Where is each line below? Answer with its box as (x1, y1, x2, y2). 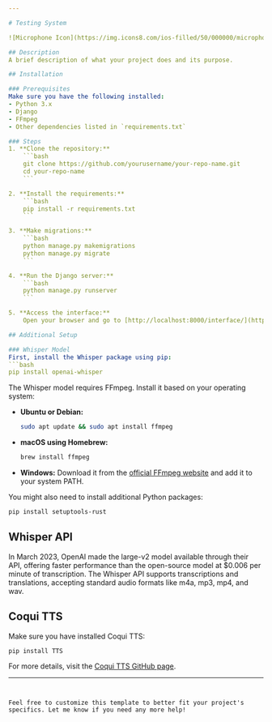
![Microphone (8, 33, 53, 41)
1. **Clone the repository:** (8, 145, 111, 153)
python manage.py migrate (23, 249, 111, 258)
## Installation (8, 70, 63, 79)
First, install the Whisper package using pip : (8, 353, 172, 361)
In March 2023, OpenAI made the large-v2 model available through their (8, 552, 249, 562)
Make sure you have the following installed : (8, 92, 164, 101)
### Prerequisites (8, 85, 70, 93)
